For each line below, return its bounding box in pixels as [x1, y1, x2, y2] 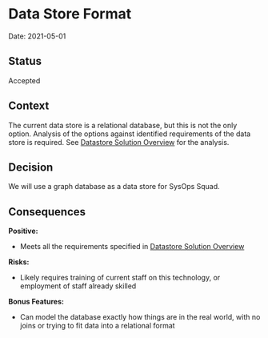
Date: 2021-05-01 [8, 31, 66, 41]
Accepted [8, 75, 41, 85]
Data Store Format [8, 5, 132, 23]
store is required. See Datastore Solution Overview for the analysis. [8, 137, 230, 147]
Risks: [8, 257, 30, 267]
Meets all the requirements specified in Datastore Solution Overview [19, 242, 245, 251]
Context [8, 99, 50, 113]
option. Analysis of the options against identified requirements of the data [8, 129, 251, 139]
